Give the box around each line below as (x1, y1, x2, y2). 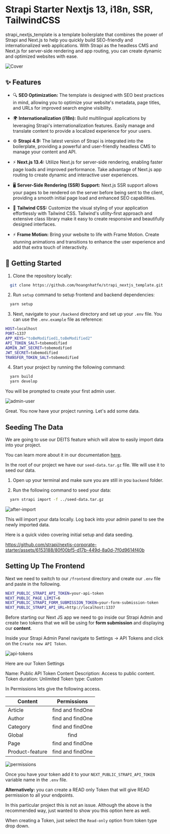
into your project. (5, 442, 42, 448)
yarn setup (10, 301, 33, 307)
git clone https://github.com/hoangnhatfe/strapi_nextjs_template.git (10, 282, 163, 288)
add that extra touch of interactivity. (12, 244, 88, 250)
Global (8, 731, 24, 739)
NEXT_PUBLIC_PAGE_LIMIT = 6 (5, 596, 60, 601)
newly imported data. (5, 521, 50, 527)
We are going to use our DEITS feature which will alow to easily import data (5, 437, 164, 442)
